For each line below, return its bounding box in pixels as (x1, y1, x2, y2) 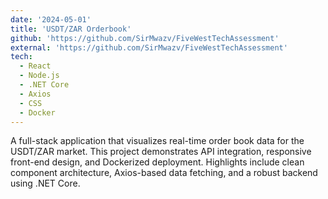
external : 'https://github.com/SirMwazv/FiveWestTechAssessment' (10, 42, 288, 53)
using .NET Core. (10, 177, 81, 190)
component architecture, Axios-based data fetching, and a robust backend (10, 167, 318, 179)
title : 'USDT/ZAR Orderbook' (10, 24, 132, 34)
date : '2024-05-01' (10, 14, 92, 25)
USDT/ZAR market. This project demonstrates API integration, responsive (10, 146, 312, 158)
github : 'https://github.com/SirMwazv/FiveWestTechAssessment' (10, 33, 280, 43)
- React (19, 61, 52, 71)
